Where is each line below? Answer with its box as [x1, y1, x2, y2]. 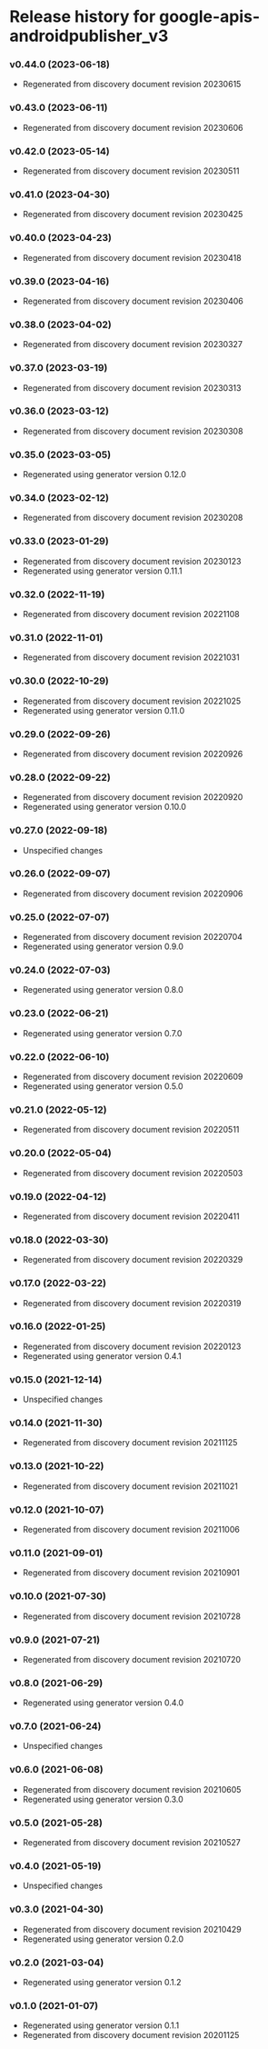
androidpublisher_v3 [9, 25, 169, 46]
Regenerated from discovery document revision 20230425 [22, 209, 243, 220]
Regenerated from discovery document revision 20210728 [22, 1611, 241, 1622]
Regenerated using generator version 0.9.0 [22, 941, 184, 952]
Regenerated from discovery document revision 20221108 [22, 609, 240, 620]
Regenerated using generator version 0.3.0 [22, 1794, 184, 1804]
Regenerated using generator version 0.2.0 [22, 1934, 184, 1944]
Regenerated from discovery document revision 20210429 [22, 1924, 243, 1934]
